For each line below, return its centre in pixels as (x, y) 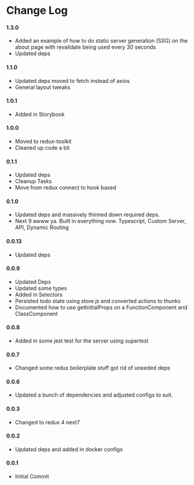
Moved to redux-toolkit (43, 141)
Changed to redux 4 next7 (47, 422)
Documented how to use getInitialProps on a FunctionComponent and (101, 307)
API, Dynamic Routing (42, 227)
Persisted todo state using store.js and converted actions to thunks (98, 300)
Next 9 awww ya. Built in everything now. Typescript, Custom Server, (100, 221)
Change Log (37, 11)
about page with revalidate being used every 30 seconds (85, 47)
